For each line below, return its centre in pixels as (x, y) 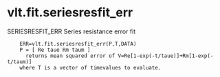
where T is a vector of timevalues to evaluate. (90, 67)
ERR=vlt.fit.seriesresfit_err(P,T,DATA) (78, 44)
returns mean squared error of (70, 56)
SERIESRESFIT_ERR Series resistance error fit (71, 31)
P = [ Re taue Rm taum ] (55, 50)
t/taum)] (20, 62)
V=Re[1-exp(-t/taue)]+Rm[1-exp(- (166, 56)
